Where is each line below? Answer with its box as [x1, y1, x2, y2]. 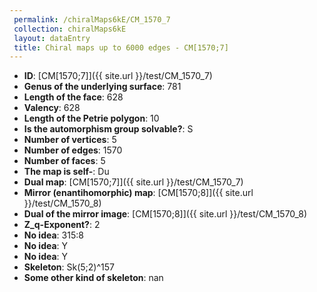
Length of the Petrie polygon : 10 [23, 112, 160, 125]
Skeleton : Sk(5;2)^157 [23, 261, 115, 273]
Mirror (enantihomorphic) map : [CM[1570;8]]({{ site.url [23, 187, 254, 199]
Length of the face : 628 [23, 91, 124, 103]
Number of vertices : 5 [23, 134, 117, 146]
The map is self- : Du [23, 166, 110, 178]
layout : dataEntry [13, 33, 91, 43]
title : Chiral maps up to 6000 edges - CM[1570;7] [13, 42, 229, 53]
